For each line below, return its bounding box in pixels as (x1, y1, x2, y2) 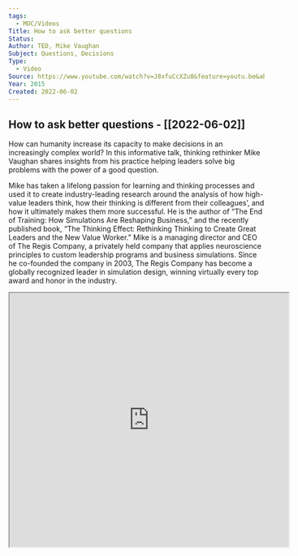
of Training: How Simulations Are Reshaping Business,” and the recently (8, 215, 249, 225)
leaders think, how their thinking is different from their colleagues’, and (28, 198, 265, 208)
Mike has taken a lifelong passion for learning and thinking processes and (8, 180, 255, 191)
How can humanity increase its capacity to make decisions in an (8, 139, 223, 149)
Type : (8, 58, 27, 66)
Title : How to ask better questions (8, 27, 132, 35)
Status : (8, 34, 35, 43)
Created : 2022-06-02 (8, 87, 79, 96)
